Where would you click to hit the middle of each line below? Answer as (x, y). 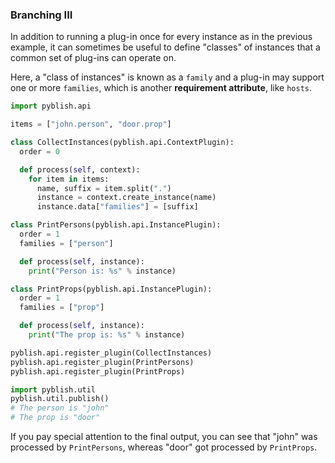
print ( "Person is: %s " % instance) (102, 271)
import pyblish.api (51, 106)
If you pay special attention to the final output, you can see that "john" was (164, 437)
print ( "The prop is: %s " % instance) (107, 335)
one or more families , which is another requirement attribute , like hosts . (161, 88)
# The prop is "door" (55, 418)
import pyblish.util (53, 389)
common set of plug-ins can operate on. (93, 58)
